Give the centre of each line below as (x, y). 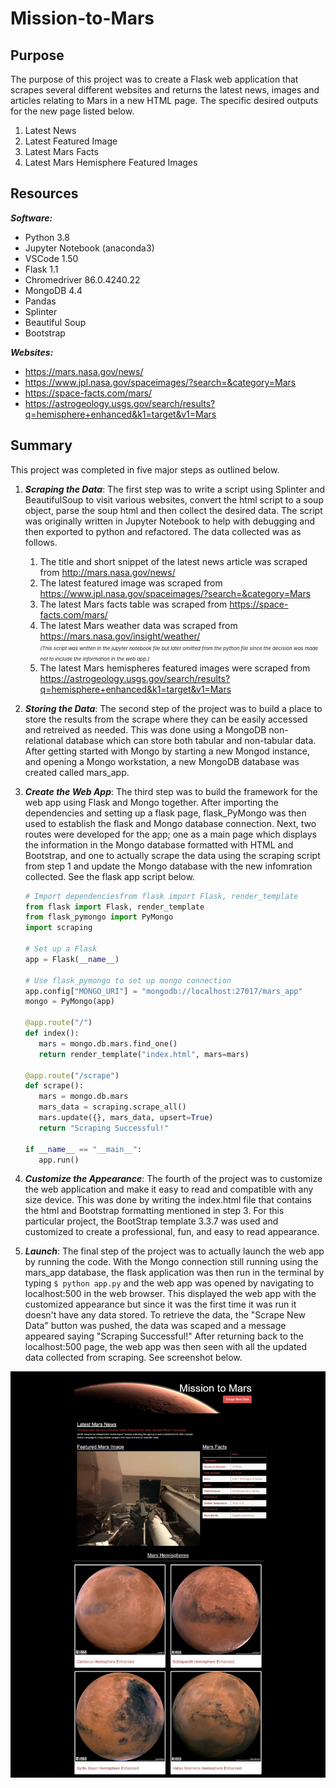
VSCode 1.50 (51, 258)
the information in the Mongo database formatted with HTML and (159, 844)
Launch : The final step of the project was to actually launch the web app (174, 1251)
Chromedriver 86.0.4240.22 (82, 279)
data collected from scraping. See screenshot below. (133, 1358)
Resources (44, 193)
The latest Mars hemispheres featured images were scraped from (175, 668)
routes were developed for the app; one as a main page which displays (170, 834)
